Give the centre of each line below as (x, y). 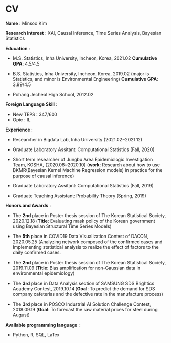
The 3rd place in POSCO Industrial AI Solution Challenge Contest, (82, 304)
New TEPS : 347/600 (35, 114)
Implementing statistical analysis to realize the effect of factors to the (85, 247)
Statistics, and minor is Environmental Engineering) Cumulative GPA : (85, 79)
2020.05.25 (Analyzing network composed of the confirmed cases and (88, 242)
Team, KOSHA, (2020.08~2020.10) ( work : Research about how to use (86, 165)
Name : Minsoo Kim (26, 23)
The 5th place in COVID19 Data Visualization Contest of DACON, (80, 236)
